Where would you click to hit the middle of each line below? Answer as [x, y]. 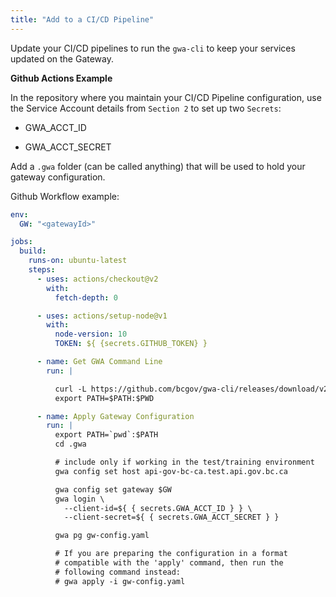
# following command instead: [118, 572]
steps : [42, 270]
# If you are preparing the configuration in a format [171, 554]
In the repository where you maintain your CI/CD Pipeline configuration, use [166, 97]
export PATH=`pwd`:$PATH [106, 435]
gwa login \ [79, 499]
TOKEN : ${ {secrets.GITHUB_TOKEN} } [131, 344]
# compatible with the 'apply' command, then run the [169, 563]
